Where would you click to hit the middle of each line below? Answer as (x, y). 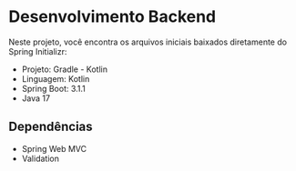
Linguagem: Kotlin (56, 78)
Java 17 (36, 98)
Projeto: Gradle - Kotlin (65, 69)
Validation (41, 158)
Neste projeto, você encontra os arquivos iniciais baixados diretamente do (148, 42)
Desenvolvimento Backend (112, 17)
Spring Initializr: (38, 51)
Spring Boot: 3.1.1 (53, 88)
